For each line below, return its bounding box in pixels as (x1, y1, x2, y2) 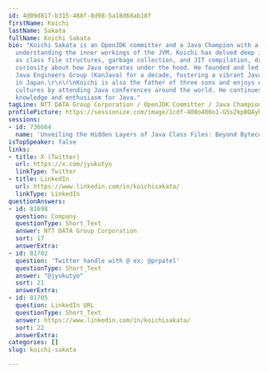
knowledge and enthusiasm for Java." (15, 93, 141, 101)
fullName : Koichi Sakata (8, 34, 91, 42)
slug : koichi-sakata (8, 346, 77, 354)
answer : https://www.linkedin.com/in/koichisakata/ (15, 316, 191, 324)
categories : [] (8, 339, 59, 347)
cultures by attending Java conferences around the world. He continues (15, 85, 262, 94)
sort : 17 (15, 235, 45, 243)
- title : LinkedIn (8, 175, 69, 184)
